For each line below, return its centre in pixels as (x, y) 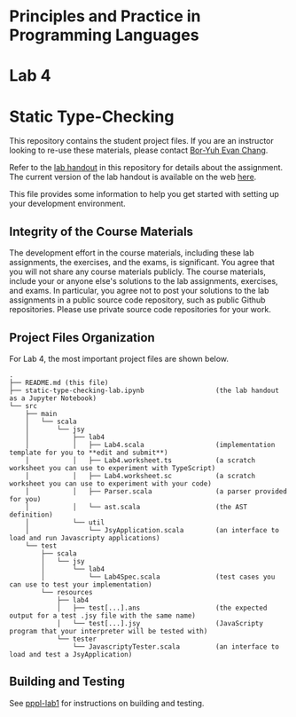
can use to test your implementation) (81, 584)
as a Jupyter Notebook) (53, 398)
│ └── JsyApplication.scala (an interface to (152, 530)
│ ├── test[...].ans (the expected (162, 608)
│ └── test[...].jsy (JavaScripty (160, 623)
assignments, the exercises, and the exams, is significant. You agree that (142, 263)
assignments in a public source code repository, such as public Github (137, 300)
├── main (41, 414)
